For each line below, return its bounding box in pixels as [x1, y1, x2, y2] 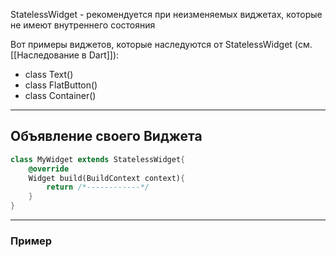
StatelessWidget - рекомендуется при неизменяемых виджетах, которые [10, 9, 323, 20]
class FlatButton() [24, 79, 98, 91]
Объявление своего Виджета [10, 128, 203, 145]
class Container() [24, 90, 97, 101]
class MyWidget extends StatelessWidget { [10, 154, 186, 164]
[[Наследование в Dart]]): [10, 49, 120, 61]
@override [28, 164, 70, 174]
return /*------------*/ [46, 182, 150, 193]
